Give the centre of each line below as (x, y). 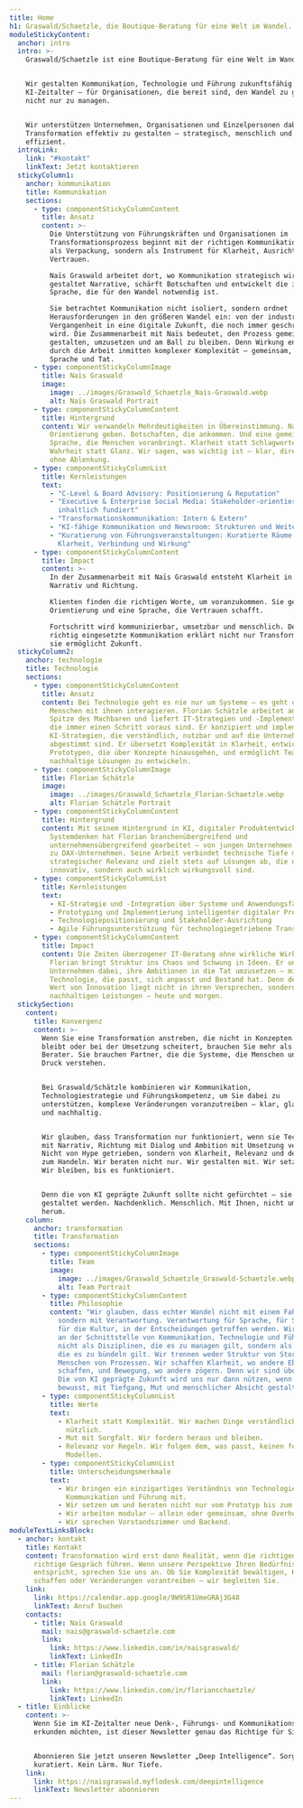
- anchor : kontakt (52, 1539)
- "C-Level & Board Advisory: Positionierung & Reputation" (165, 493)
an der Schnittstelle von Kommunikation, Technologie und (169, 1337)
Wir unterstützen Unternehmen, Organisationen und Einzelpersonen (153, 125)
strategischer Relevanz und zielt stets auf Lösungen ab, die (169, 862)
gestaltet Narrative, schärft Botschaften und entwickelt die (169, 284)
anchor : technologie (64, 660)
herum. (54, 1211)
